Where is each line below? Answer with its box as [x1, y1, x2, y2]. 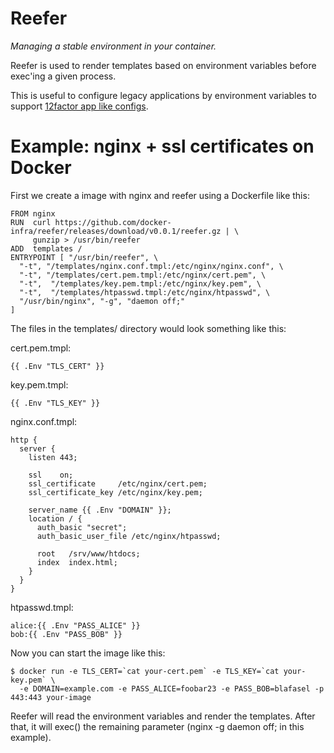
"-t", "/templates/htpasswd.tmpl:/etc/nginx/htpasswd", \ [19, 287, 271, 297]
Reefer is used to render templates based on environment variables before [10, 59, 317, 71]
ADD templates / [10, 243, 83, 254]
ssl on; [28, 470, 74, 480]
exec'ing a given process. [10, 70, 117, 82]
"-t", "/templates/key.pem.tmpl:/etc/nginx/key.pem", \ [19, 278, 262, 289]
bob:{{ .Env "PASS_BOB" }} [10, 629, 123, 639]
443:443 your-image [10, 692, 92, 702]
